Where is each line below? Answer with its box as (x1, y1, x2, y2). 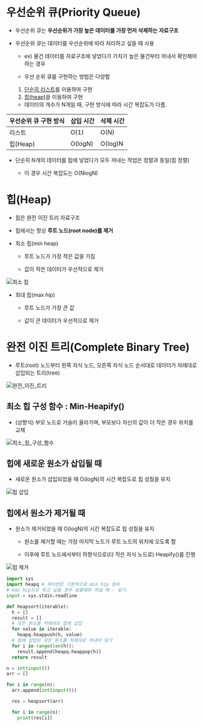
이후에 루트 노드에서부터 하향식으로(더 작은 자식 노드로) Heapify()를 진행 (24, 551, 196, 558)
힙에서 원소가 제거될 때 (6, 508, 86, 518)
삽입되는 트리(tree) (15, 369, 61, 376)
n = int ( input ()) (6, 665, 50, 671)
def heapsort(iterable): (6, 604, 69, 610)
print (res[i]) (17, 715, 53, 721)
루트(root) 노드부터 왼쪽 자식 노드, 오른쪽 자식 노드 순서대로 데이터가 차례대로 (15, 361, 198, 369)
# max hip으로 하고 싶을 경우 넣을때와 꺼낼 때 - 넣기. (6, 587, 128, 593)
